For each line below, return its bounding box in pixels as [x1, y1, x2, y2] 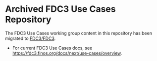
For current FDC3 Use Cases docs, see [12, 45, 93, 51]
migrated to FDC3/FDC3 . [5, 35, 56, 41]
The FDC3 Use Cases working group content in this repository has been [5, 30, 153, 36]
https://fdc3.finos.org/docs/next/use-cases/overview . [12, 50, 122, 56]
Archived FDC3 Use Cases [5, 3, 116, 15]
